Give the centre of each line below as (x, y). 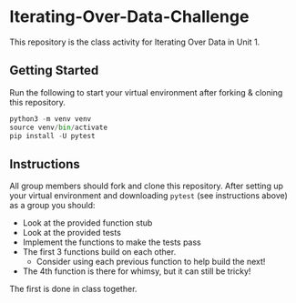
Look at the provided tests (71, 233)
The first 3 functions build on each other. (99, 252)
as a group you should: (52, 206)
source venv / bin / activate (58, 127)
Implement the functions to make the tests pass (112, 242)
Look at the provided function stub (87, 223)
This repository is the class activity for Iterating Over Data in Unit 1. (135, 42)
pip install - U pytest (52, 136)
